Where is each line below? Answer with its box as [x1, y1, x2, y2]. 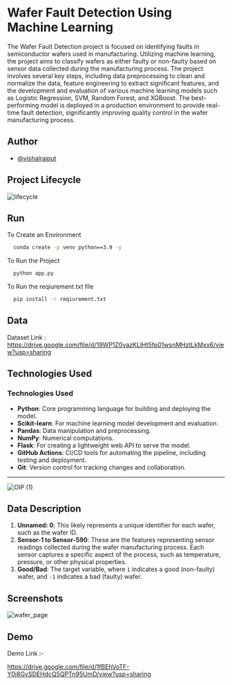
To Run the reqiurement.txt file [7, 282, 94, 291]
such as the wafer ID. [17, 528, 78, 537]
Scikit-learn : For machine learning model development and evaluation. [17, 419, 219, 427]
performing [7, 101, 39, 109]
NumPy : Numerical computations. [17, 434, 114, 442]
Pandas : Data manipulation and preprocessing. [17, 426, 151, 434]
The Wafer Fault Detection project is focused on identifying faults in [7, 42, 200, 50]
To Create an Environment [7, 231, 81, 239]
